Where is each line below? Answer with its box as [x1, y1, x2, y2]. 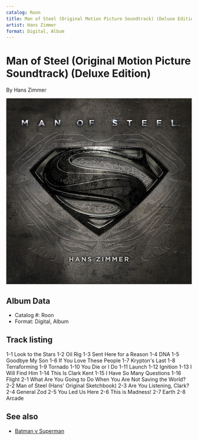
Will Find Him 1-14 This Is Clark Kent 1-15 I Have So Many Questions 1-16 [6, 369, 181, 376]
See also [6, 412, 38, 422]
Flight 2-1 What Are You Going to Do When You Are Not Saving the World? [6, 376, 186, 383]
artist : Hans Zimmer [6, 22, 57, 28]
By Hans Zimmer [6, 86, 47, 94]
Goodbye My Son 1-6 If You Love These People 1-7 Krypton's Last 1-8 [6, 357, 176, 364]
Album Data [6, 296, 51, 306]
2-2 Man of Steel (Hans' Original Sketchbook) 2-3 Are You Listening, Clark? [6, 382, 190, 389]
